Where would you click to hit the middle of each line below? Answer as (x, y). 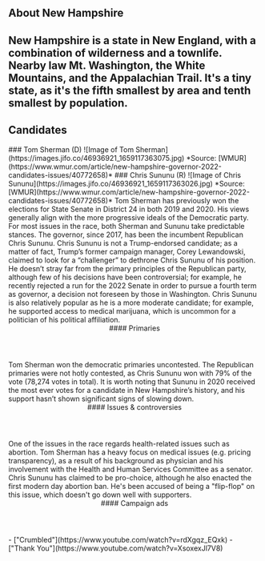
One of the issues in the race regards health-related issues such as (119, 443)
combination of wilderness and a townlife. (115, 52)
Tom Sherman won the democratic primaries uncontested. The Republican (131, 364)
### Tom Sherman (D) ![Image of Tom (71, 149)
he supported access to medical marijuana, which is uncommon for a (122, 311)
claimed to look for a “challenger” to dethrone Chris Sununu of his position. (132, 260)
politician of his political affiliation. (64, 319)
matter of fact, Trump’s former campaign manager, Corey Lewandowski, (127, 251)
